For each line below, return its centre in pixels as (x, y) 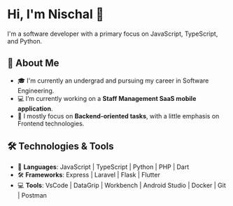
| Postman (32, 195)
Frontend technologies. (51, 123)
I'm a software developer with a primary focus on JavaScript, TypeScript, (113, 34)
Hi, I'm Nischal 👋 (56, 14)
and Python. (25, 41)
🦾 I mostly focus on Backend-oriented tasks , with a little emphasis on (118, 116)
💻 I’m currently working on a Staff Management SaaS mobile (107, 98)
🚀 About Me (33, 63)
